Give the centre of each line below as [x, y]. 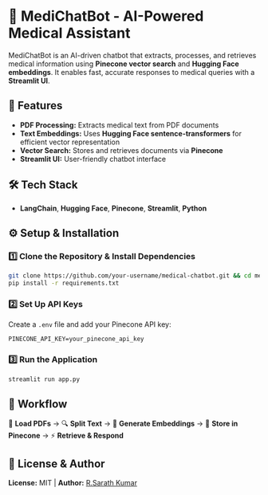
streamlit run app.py [44, 379]
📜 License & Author [57, 464]
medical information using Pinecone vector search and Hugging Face [124, 64]
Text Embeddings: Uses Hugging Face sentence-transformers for [130, 133]
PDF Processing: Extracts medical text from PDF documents [119, 125]
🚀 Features [35, 106]
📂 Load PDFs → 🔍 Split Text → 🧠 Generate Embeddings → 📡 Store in [123, 424]
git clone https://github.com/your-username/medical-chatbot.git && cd [130, 276]
